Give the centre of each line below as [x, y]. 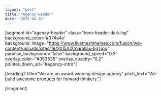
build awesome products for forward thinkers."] [53, 79]
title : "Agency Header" [30, 14]
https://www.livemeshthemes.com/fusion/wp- [95, 43]
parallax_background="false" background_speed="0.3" [62, 54]
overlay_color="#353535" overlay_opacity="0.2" [54, 59]
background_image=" [27, 43]
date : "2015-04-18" [25, 19]
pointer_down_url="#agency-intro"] [41, 64]
